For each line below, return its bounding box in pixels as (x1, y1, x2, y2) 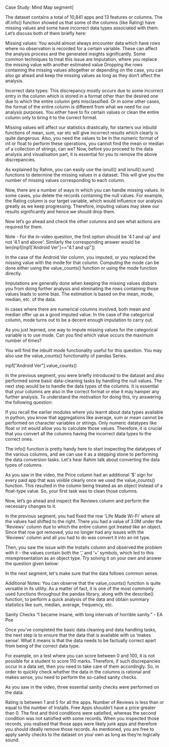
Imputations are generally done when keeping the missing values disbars (5, 280, 157, 286)
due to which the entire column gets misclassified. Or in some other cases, (5, 98, 160, 104)
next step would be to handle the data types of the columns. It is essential (5, 383, 159, 389)
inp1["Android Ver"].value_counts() (5, 362, 77, 368)
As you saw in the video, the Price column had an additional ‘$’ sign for (5, 472, 153, 478)
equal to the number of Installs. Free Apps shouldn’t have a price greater (5, 704, 156, 711)
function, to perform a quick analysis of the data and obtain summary (5, 596, 149, 602)
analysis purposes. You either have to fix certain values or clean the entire (5, 109, 159, 115)
